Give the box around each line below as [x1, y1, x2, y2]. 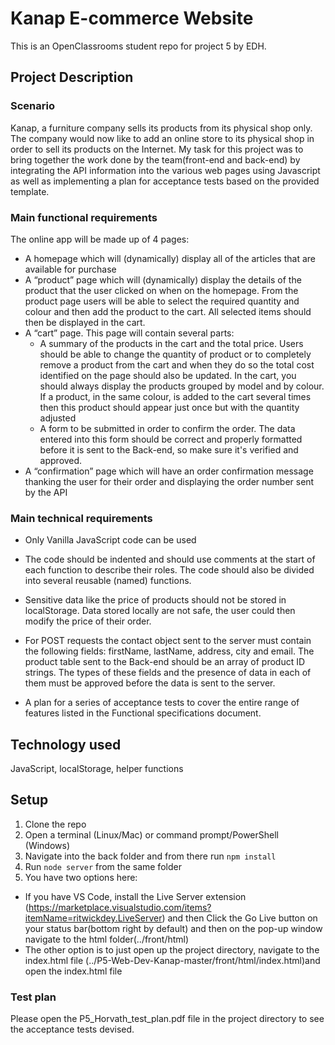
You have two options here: [24, 871, 138, 883]
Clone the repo [24, 818, 87, 830]
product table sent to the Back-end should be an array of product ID [24, 656, 306, 668]
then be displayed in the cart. [24, 316, 146, 328]
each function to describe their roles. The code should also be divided [24, 564, 315, 576]
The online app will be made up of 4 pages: [10, 233, 190, 245]
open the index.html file [24, 965, 123, 977]
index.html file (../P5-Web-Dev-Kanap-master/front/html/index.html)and [24, 954, 321, 966]
